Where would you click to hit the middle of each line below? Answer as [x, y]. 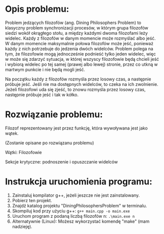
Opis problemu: [37, 9]
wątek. [12, 133]
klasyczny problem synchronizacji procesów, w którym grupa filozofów [77, 27]
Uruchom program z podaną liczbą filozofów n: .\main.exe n [73, 216]
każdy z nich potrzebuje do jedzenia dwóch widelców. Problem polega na [79, 49]
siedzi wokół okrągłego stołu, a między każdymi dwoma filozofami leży [76, 33]
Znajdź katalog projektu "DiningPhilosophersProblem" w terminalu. [80, 206]
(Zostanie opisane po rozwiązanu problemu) [50, 143]
